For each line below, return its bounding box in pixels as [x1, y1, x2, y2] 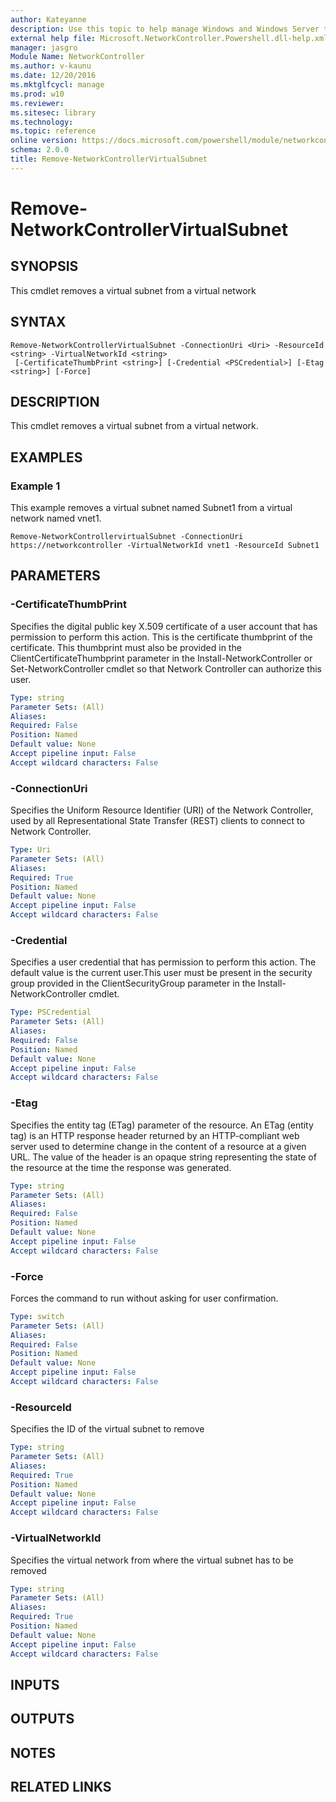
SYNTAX [10, 314, 67, 331]
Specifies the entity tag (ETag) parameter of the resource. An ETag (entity [10, 1119, 314, 1131]
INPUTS [10, 1676, 60, 1693]
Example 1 [10, 479, 61, 493]
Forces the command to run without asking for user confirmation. [10, 1292, 279, 1304]
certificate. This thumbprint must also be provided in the [10, 641, 242, 653]
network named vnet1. [10, 512, 102, 525]
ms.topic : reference [10, 126, 97, 136]
